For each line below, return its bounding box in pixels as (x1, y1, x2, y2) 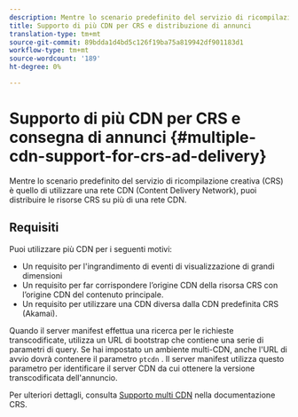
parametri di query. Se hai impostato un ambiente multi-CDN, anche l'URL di (9, 343, 288, 355)
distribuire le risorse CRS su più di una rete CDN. (9, 194, 187, 205)
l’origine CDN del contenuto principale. (21, 289, 164, 300)
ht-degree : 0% (9, 63, 62, 72)
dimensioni (21, 270, 63, 280)
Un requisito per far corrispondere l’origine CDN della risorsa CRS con (21, 279, 278, 290)
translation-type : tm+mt (9, 29, 101, 38)
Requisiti (9, 220, 59, 235)
